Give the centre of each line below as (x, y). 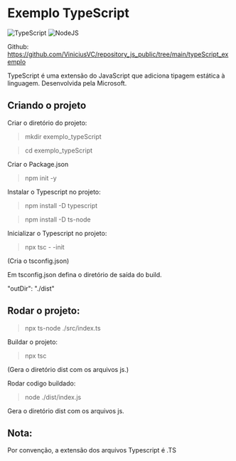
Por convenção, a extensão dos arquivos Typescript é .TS (92, 450)
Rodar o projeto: (44, 311)
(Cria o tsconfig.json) (38, 261)
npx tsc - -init (45, 247)
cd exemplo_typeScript (59, 150)
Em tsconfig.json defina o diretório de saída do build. (85, 274)
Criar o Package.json (38, 164)
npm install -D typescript (61, 205)
